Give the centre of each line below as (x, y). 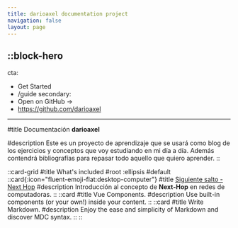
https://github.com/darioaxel (59, 109)
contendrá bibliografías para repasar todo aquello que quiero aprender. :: (114, 158)
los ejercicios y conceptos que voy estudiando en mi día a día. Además (111, 151)
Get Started (34, 86)
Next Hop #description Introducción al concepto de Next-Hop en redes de (116, 187)
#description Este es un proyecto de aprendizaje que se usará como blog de (119, 143)
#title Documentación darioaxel (54, 130)
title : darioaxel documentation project (68, 14)
